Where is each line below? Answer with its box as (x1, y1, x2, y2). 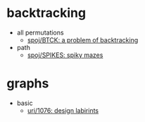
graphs (6, 75, 49, 92)
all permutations (16, 28, 64, 37)
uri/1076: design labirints (27, 106, 99, 114)
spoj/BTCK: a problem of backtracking (27, 35, 139, 44)
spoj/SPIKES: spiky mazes (27, 51, 103, 59)
